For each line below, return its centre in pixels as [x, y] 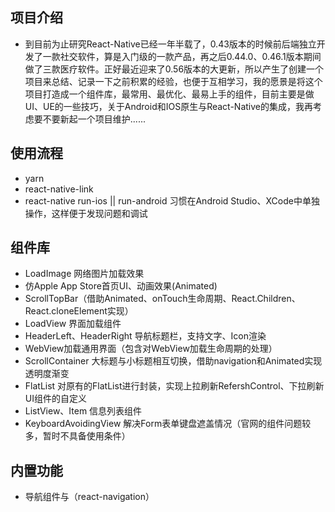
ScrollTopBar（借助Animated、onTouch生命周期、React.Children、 [162, 299]
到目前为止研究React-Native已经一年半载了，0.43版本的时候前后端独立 [170, 44]
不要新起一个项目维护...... [94, 119]
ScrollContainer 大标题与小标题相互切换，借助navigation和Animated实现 [173, 361]
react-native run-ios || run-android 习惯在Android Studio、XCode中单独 [172, 200]
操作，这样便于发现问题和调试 [86, 213]
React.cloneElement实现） [79, 311]
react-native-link [59, 189]
